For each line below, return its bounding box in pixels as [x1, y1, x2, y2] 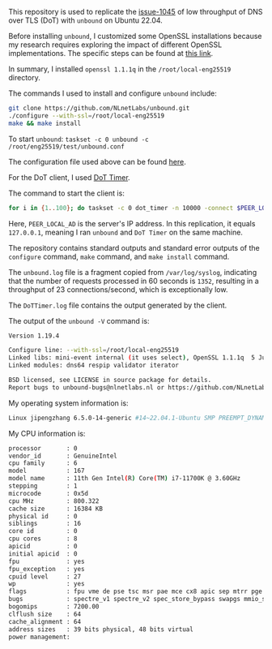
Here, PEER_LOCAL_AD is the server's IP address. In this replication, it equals [8, 218, 256, 228]
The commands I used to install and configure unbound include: [8, 88, 217, 98]
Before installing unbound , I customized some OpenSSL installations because [8, 32, 262, 41]
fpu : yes [8, 557, 85, 565]
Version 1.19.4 [8, 332, 60, 340]
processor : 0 [8, 444, 79, 453]
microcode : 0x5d [8, 489, 89, 497]
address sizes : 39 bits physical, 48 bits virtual [8, 625, 194, 634]
